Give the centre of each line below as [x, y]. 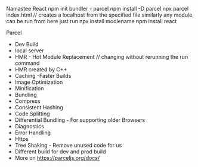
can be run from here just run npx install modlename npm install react [92, 21]
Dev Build [27, 44]
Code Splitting [32, 114]
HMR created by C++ [41, 70]
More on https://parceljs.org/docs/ [57, 158]
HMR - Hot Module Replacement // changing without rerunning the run [101, 57]
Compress [27, 101]
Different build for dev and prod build [60, 152]
